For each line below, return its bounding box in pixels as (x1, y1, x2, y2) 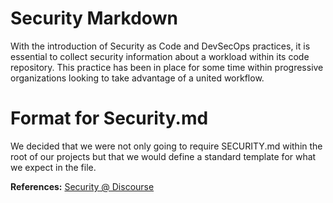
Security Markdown (10, 7, 178, 30)
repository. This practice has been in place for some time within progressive (10, 61, 324, 73)
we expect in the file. (10, 161, 97, 173)
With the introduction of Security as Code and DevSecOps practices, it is (10, 40, 311, 52)
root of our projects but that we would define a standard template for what (10, 150, 317, 162)
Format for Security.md (10, 107, 209, 130)
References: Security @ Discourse (10, 180, 155, 192)
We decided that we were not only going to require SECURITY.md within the (10, 140, 323, 152)
